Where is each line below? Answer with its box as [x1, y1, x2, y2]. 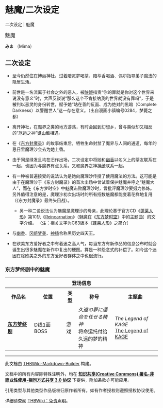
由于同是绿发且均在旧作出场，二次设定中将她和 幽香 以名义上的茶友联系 [12, 157, 153, 162]
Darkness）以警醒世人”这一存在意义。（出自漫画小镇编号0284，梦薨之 [12, 107, 152, 113]
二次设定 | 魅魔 [5, 21, 35, 27]
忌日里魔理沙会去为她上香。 [12, 146, 68, 152]
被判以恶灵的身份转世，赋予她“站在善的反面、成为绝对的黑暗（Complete [12, 101, 157, 107]
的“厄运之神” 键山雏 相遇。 [12, 130, 63, 136]
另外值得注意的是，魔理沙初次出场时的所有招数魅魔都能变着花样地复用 [12, 191, 153, 197]
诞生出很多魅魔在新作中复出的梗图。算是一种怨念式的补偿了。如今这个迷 [12, 247, 157, 252]
